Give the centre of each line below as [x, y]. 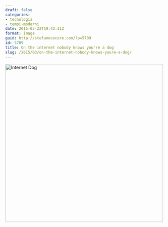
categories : [18, 15]
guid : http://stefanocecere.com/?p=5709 [48, 38]
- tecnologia [19, 19]
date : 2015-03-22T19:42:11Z [35, 29]
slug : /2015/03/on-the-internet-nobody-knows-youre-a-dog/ [69, 52]
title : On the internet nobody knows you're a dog [60, 48]
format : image [20, 33]
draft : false [19, 10]
